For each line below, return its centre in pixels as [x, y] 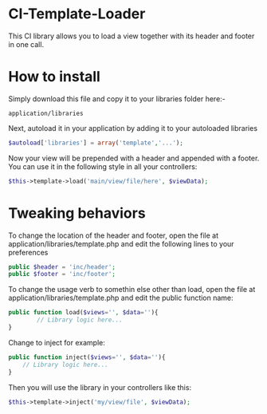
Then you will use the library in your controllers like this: [100, 387]
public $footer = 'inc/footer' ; [62, 274]
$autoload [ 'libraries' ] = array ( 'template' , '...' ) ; [96, 143]
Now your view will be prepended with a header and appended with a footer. [134, 158]
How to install [55, 77]
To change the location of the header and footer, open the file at [114, 235]
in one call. [26, 44]
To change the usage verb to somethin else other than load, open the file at [132, 290]
